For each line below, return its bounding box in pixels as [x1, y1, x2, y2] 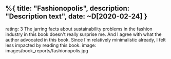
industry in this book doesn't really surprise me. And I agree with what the [5, 31, 162, 37]
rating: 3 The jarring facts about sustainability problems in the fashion [5, 26, 153, 32]
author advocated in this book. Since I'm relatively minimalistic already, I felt [5, 36, 166, 43]
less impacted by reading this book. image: [5, 42, 97, 48]
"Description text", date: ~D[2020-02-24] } [5, 12, 147, 21]
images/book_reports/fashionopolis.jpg [5, 47, 88, 53]
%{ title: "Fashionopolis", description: [5, 4, 130, 13]
